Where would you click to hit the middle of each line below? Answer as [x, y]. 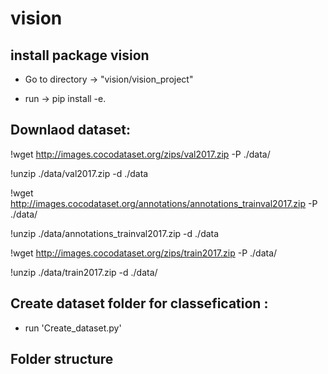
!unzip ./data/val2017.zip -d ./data [79, 173]
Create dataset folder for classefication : [139, 303]
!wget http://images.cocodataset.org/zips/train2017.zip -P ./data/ [144, 253]
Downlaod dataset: [71, 130]
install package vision [80, 55]
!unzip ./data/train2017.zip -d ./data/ [84, 272]
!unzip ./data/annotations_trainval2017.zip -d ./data [115, 233]
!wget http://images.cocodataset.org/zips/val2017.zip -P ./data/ [140, 154]
